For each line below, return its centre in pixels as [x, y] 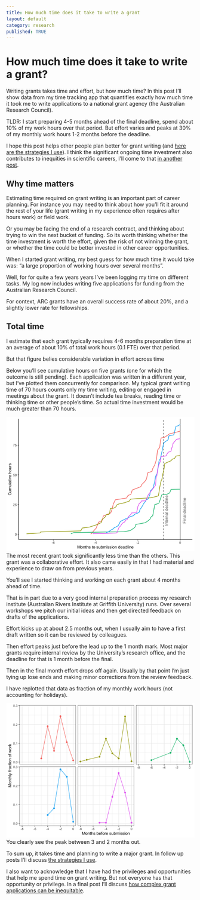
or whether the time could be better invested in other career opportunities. [98, 248]
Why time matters [40, 184]
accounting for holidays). [37, 695]
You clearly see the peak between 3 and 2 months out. [73, 841]
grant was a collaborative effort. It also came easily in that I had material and [100, 562]
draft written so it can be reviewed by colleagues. [67, 635]
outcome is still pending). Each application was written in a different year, [96, 377]
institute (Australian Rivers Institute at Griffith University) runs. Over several [99, 604]
